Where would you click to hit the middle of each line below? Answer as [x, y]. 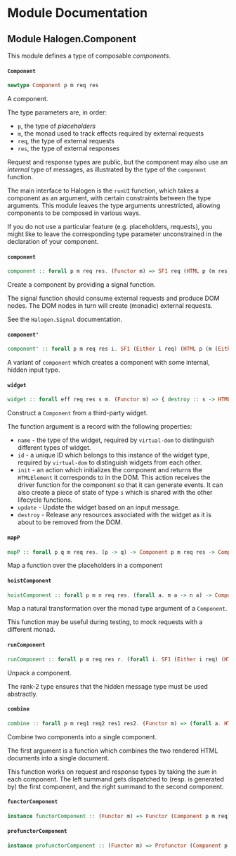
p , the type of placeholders [57, 126]
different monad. [31, 630]
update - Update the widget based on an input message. [99, 507]
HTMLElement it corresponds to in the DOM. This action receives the [114, 478]
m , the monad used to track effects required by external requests [111, 134]
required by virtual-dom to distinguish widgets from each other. [110, 462]
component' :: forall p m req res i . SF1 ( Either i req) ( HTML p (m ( [113, 349]
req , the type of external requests [66, 141]
